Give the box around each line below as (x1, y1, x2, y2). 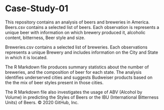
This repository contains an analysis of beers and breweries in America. (5, 19, 150, 25)
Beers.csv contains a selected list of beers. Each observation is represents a (5, 24, 160, 30)
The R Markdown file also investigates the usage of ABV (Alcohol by (5, 89, 142, 95)
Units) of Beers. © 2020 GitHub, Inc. (5, 99, 79, 105)
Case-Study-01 (5, 3, 69, 14)
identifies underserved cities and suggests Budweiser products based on (5, 74, 153, 80)
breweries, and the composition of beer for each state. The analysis (5, 69, 142, 75)
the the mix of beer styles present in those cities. (5, 79, 104, 86)
